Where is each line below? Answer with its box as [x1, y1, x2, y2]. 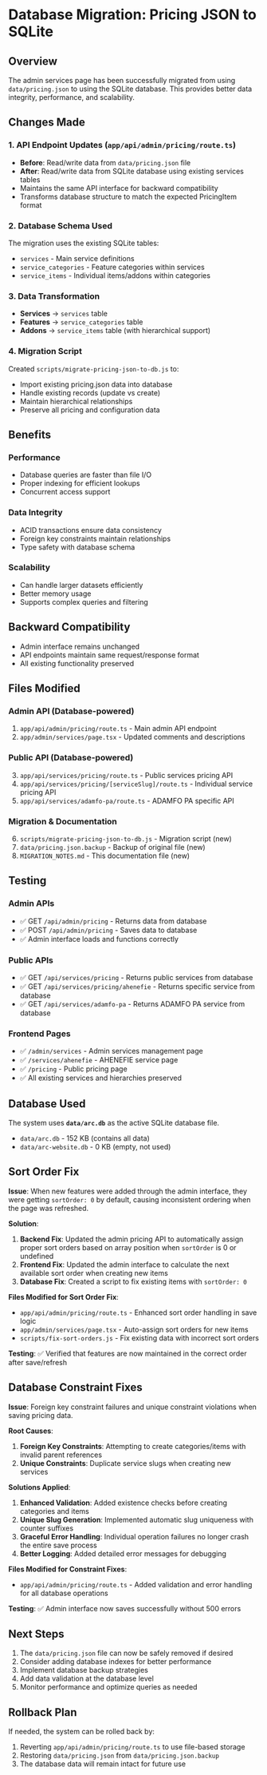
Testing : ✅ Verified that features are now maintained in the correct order [8, 1348, 247, 1358]
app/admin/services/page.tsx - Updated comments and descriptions [19, 733, 245, 742]
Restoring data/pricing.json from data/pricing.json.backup [19, 1751, 219, 1761]
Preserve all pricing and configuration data [19, 405, 161, 415]
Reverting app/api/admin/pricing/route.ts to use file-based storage [19, 1742, 245, 1752]
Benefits [8, 427, 52, 441]
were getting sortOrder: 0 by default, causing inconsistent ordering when [8, 1194, 251, 1204]
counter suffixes [19, 1523, 74, 1533]
